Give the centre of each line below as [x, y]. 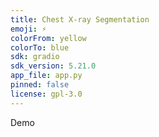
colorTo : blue [40, 47]
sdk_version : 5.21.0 [53, 66]
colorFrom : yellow [48, 38]
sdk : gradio [35, 57]
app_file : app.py [46, 76]
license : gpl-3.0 [46, 94]
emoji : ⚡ [28, 29]
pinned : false [40, 85]
